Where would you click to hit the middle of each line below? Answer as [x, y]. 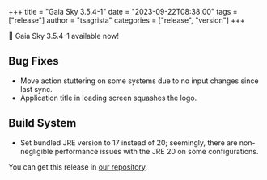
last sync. [36, 89]
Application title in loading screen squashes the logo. [108, 98]
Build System [42, 123]
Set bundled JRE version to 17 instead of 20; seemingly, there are [129, 142]
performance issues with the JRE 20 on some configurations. [157, 151]
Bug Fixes [34, 61]
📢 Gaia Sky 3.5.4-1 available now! [64, 36]
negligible [36, 151]
